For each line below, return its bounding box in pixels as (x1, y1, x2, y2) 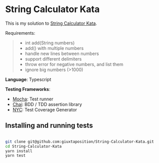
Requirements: (5, 30, 35, 36)
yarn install (5, 148, 33, 153)
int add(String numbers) (25, 39, 75, 46)
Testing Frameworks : (5, 86, 50, 92)
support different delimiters (25, 56, 82, 62)
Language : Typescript (5, 76, 51, 82)
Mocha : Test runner (12, 96, 54, 102)
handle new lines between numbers (25, 50, 99, 57)
